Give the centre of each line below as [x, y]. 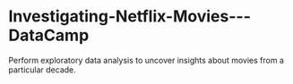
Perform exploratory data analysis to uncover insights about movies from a [146, 60]
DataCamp [49, 35]
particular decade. [43, 70]
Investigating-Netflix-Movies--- [130, 17]
